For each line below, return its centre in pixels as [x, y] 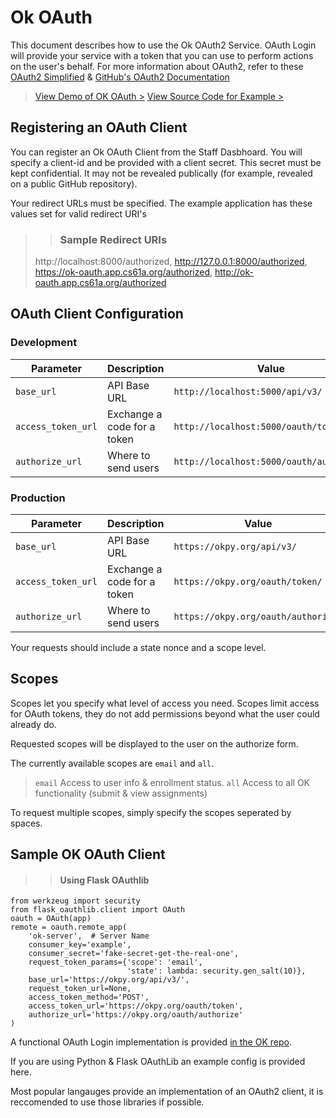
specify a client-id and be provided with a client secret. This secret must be [166, 162]
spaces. [26, 823]
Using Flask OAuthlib [104, 880]
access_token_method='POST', [89, 997]
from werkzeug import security [75, 901]
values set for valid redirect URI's [78, 213]
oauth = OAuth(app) [51, 919]
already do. [33, 724]
